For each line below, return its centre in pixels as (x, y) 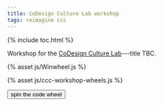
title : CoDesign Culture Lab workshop (63, 14)
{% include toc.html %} (41, 39)
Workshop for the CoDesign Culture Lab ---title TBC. (82, 53)
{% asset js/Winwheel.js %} (47, 67)
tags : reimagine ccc (37, 20)
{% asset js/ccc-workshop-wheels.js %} (65, 80)
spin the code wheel (36, 94)
